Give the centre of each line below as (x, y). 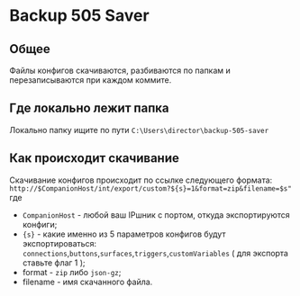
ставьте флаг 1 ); (54, 263)
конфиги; (40, 224)
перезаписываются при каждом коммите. (91, 80)
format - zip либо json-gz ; (72, 272)
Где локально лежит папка (89, 108)
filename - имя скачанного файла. (87, 282)
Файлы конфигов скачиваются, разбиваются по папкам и (120, 70)
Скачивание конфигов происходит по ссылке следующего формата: (141, 180)
